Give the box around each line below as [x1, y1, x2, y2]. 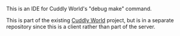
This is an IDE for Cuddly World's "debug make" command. [6, 5, 152, 12]
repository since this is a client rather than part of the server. [6, 23, 155, 30]
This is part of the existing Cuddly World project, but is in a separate [6, 17, 175, 23]
